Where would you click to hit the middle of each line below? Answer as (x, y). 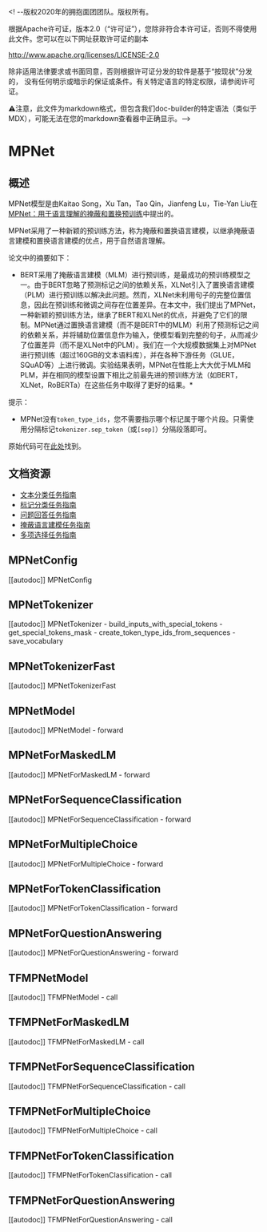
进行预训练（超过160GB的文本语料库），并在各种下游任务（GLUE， (129, 355)
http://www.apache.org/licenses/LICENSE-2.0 (84, 55)
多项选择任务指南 (48, 535)
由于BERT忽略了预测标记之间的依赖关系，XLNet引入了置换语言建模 (144, 285)
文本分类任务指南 (48, 495)
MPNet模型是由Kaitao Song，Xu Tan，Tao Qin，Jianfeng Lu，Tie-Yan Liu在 (133, 204)
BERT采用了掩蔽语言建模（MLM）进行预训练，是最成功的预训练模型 (132, 275)
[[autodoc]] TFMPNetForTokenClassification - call (90, 1175)
